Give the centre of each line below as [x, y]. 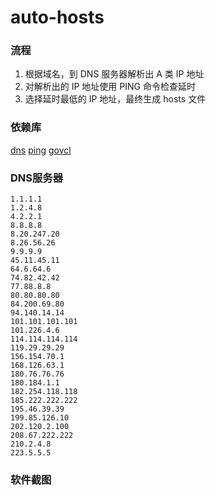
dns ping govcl [41, 150]
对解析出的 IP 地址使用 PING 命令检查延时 [110, 87]
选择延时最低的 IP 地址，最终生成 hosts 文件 [115, 99]
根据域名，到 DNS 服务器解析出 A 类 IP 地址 [114, 74]
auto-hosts [57, 17]
